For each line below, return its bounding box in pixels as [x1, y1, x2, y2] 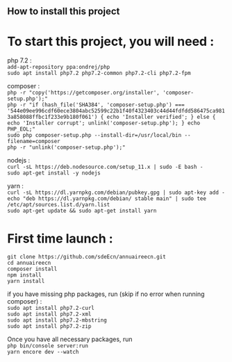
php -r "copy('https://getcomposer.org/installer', [7, 90, 160, 97]
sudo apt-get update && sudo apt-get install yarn [7, 208, 157, 215]
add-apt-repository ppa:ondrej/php [7, 64, 110, 71]
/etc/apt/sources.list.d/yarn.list [7, 201, 110, 208]
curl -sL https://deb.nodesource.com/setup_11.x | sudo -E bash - [7, 163, 204, 171]
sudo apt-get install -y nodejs [7, 170, 101, 176]
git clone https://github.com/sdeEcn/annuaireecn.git [7, 254, 167, 261]
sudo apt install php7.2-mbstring [7, 317, 108, 324]
